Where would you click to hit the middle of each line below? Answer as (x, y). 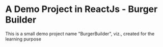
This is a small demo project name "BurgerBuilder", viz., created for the (80, 33)
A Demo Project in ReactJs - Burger (81, 9)
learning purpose (23, 39)
